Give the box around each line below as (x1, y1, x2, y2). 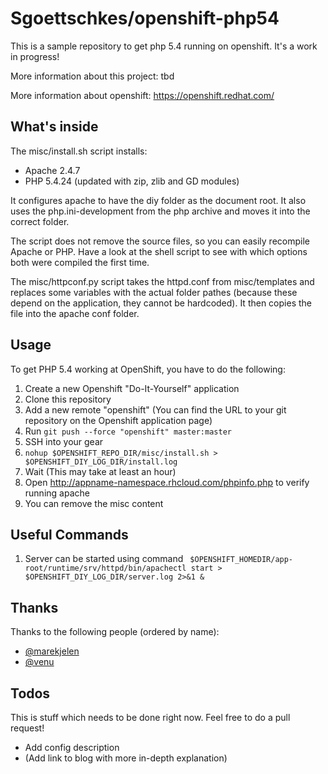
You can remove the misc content (24, 497, 164, 509)
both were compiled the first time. (10, 256, 150, 268)
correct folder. (10, 215, 70, 227)
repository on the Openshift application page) (24, 414, 213, 426)
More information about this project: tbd (10, 70, 175, 82)
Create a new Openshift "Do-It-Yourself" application (24, 382, 240, 394)
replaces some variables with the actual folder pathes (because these (10, 286, 298, 298)
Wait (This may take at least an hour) (24, 465, 177, 477)
